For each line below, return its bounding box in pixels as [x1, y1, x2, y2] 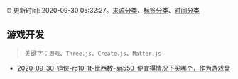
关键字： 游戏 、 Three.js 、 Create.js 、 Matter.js [23, 49, 161, 57]
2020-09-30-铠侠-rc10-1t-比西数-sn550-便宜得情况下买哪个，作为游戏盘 [16, 63, 231, 72]
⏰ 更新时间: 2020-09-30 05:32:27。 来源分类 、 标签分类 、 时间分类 [6, 6, 200, 14]
